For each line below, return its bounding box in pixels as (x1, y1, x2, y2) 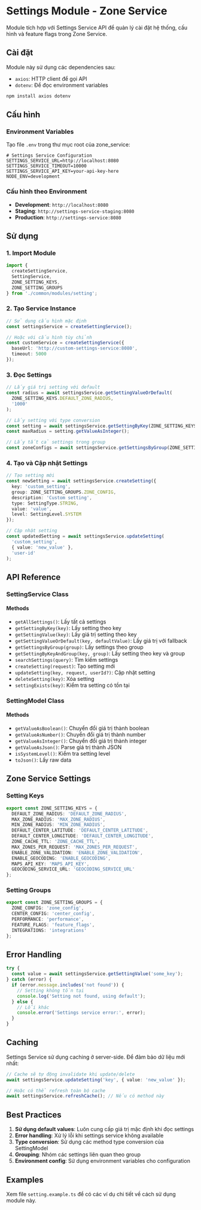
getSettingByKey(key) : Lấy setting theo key (14, 624, 121, 631)
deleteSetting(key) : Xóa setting (14, 675, 95, 682)
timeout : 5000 (11, 351, 47, 357)
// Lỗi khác (17, 1004, 50, 1010)
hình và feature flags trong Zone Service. (6, 30, 108, 37)
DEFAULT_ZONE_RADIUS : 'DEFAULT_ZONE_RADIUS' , (11, 811, 127, 817)
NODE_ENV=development (6, 173, 60, 180)
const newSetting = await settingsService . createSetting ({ (6, 478, 157, 484)
